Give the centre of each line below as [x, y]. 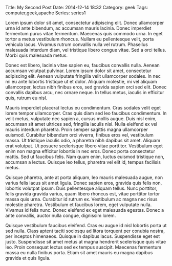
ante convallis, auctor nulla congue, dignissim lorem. [61, 215]
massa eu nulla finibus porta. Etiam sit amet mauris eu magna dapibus [79, 252]
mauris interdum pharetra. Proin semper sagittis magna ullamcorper [77, 129]
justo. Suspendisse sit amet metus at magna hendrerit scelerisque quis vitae [86, 242]
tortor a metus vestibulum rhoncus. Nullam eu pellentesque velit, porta [80, 39]
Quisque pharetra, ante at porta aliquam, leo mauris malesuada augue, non [84, 178]
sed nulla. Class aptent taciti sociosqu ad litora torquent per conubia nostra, [85, 231]
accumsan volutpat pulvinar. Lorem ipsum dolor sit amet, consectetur [78, 71]
